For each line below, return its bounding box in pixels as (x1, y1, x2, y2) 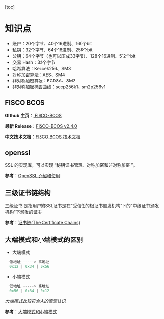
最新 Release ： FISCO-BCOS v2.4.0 (5, 123, 78, 129)
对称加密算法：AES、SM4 (12, 72, 65, 78)
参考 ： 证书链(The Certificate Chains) (5, 220, 81, 226)
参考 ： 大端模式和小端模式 (5, 308, 57, 315)
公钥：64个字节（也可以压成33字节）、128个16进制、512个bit (12, 53, 136, 59)
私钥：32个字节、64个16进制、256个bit (12, 47, 93, 53)
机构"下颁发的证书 (5, 209, 42, 215)
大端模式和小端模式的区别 (5, 236, 83, 244)
